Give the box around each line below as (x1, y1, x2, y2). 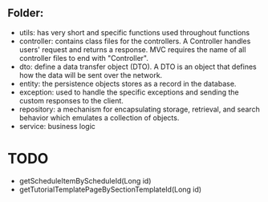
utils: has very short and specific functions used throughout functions (18, 27, 250, 37)
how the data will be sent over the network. (18, 70, 163, 79)
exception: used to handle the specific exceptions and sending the (18, 87, 239, 97)
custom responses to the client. (18, 95, 124, 105)
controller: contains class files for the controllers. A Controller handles (18, 36, 251, 46)
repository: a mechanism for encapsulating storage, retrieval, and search (18, 104, 260, 114)
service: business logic (18, 121, 95, 131)
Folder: (7, 6, 44, 20)
